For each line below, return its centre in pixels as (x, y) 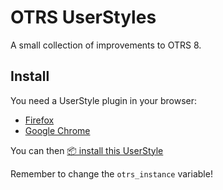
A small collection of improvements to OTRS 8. (106, 45)
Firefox (39, 120)
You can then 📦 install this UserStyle (87, 150)
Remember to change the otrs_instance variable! (111, 173)
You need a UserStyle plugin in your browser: (104, 100)
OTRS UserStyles (83, 17)
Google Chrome (57, 130)
